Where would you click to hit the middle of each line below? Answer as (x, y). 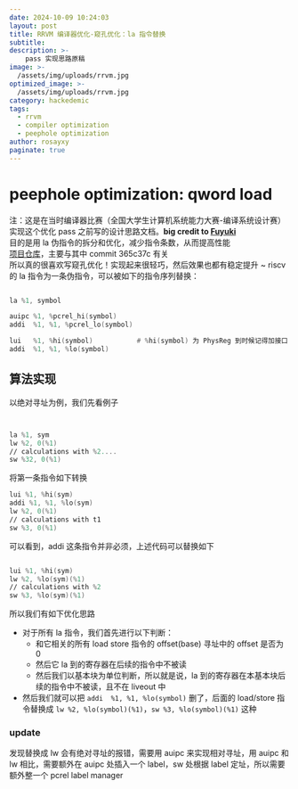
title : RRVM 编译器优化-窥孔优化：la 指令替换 (88, 34)
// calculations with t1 (55, 519)
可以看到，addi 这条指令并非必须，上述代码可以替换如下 (112, 546)
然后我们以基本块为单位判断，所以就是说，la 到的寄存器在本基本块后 (161, 676)
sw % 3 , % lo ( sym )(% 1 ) (48, 596)
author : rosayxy (39, 142)
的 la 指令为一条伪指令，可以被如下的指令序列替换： (105, 275)
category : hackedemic (49, 100)
